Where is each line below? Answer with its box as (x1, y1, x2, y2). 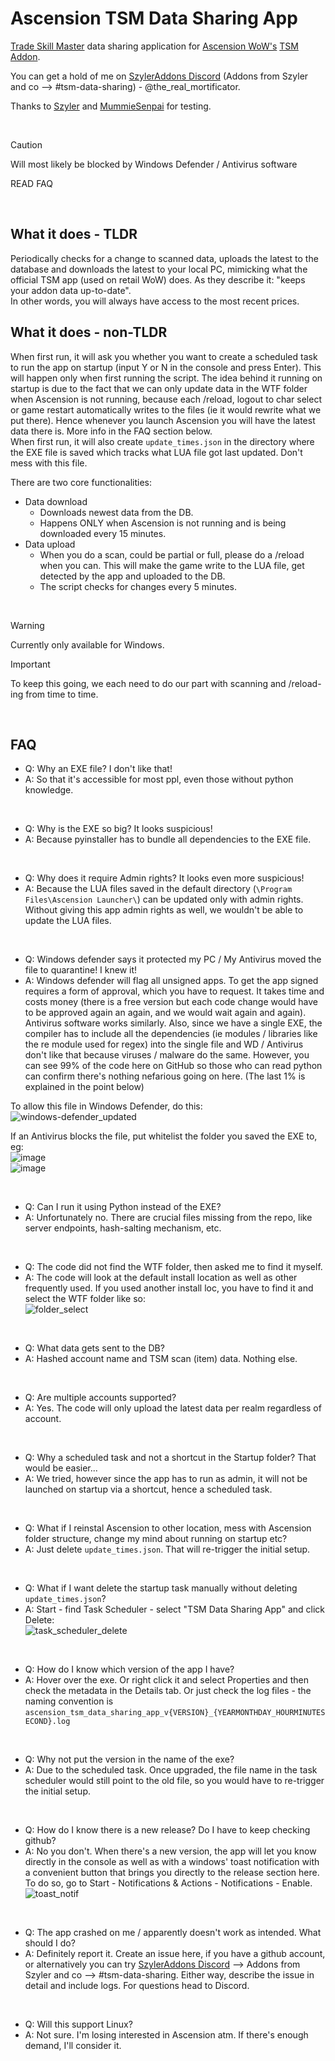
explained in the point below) (24, 1081, 145, 1093)
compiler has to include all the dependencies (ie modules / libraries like (24, 1028, 318, 1040)
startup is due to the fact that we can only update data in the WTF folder (10, 382, 308, 394)
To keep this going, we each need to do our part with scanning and (10, 677, 287, 689)
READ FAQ (10, 177, 54, 189)
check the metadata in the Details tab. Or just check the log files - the (24, 1685, 312, 1697)
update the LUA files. (24, 915, 112, 927)
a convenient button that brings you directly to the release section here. (24, 1867, 320, 1879)
